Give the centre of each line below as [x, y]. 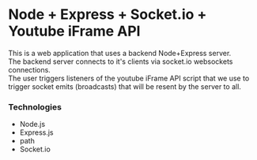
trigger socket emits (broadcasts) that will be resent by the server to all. [125, 86]
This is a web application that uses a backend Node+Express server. [120, 53]
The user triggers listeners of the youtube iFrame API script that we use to [129, 78]
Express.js [36, 132]
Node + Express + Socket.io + [108, 15]
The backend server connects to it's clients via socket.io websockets [121, 61]
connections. [30, 69]
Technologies [35, 106]
